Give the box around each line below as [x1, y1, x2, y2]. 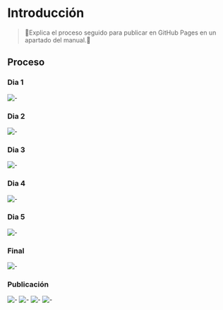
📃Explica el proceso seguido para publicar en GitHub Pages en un [24, 28, 217, 37]
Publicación [7, 280, 49, 290]
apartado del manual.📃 [24, 35, 91, 44]
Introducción [7, 5, 85, 21]
